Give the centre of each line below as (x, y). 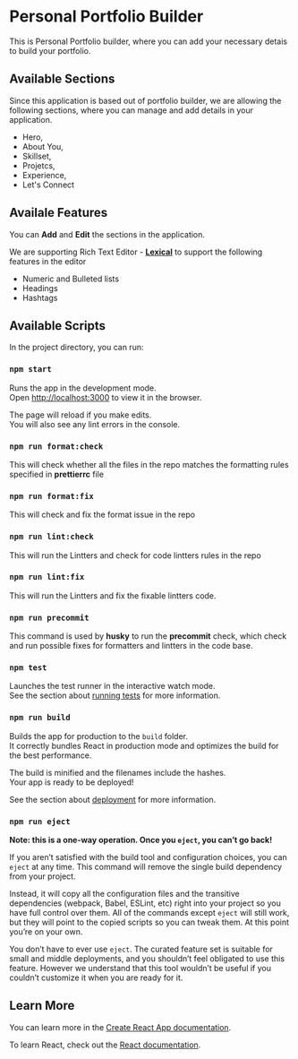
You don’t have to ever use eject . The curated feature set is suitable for (141, 949)
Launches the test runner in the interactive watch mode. (113, 686)
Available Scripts (57, 326)
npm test (28, 668)
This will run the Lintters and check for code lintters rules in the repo (135, 555)
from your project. (43, 876)
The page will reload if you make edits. (81, 415)
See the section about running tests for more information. (115, 695)
